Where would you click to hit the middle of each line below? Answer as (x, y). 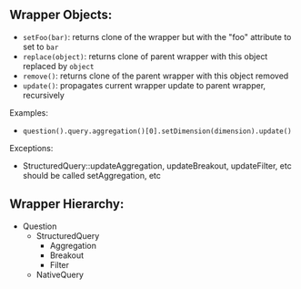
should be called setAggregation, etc (91, 175)
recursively (44, 95)
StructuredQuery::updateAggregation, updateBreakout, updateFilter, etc (157, 165)
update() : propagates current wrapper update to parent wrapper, (144, 85)
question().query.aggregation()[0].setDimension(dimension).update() (157, 131)
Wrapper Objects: (61, 15)
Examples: (29, 112)
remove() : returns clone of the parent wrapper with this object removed (156, 76)
